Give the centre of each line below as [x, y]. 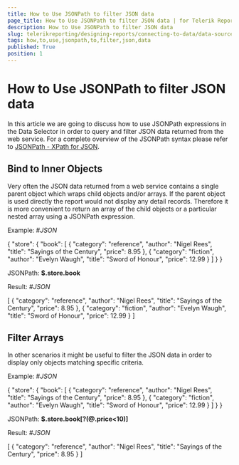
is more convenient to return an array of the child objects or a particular [112, 209]
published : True [31, 47]
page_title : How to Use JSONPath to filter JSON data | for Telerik [111, 21]
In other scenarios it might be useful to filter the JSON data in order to [110, 355]
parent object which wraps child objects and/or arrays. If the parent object [116, 194]
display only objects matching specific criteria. [76, 362]
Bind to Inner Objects [55, 169]
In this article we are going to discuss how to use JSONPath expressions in [117, 124]
